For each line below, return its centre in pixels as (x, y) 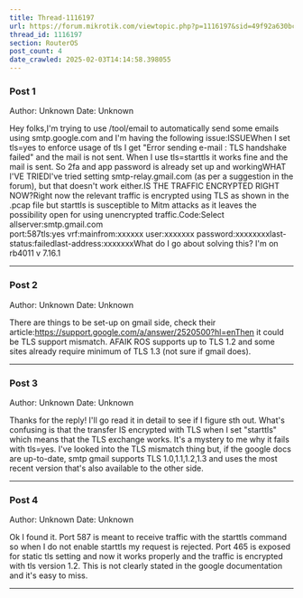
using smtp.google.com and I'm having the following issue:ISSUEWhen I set (150, 138)
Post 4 (24, 500)
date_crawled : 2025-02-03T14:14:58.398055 (90, 60)
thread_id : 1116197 (46, 34)
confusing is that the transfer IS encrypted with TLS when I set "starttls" (143, 429)
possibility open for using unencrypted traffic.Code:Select (117, 215)
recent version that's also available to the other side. (107, 468)
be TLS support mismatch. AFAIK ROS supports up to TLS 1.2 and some (142, 341)
